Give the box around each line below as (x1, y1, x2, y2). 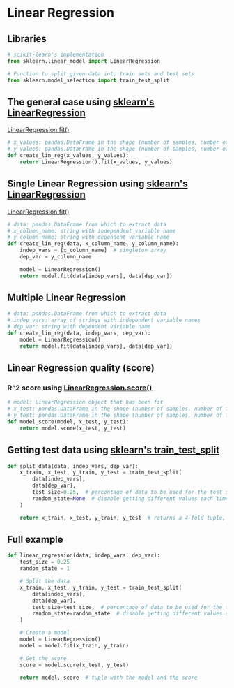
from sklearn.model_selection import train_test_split (7, 77, 170, 84)
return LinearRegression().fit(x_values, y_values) (19, 159, 173, 166)
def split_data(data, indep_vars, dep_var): (7, 462, 139, 469)
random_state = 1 (19, 565, 70, 572)
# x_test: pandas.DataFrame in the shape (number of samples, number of (7, 405, 223, 413)
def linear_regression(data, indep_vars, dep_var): (7, 552, 160, 559)
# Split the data (19, 578, 70, 585)
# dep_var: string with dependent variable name (7, 323, 151, 330)
